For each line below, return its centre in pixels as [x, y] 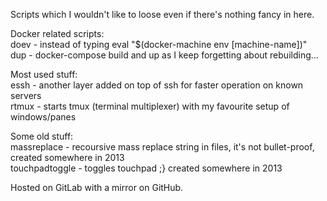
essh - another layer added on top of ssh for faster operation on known [157, 85]
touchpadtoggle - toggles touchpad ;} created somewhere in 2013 [146, 168]
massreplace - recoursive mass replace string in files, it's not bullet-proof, [162, 147]
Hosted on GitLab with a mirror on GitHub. [97, 187]
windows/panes [43, 117]
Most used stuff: [44, 74]
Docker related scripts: [57, 33]
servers [26, 95]
